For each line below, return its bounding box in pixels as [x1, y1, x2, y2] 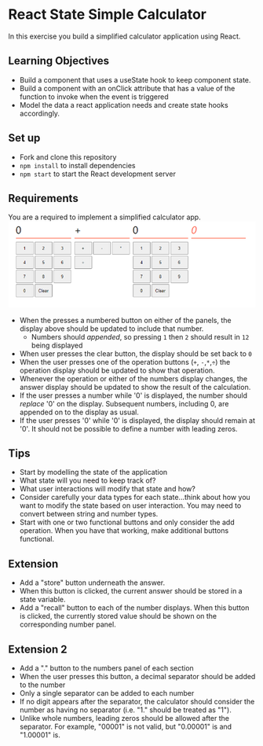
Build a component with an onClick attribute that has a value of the [19, 83, 236, 93]
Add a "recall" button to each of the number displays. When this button [19, 603, 250, 612]
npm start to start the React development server [19, 169, 177, 178]
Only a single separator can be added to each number [19, 688, 195, 697]
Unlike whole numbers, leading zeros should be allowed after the [19, 713, 230, 722]
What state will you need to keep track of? [19, 476, 156, 485]
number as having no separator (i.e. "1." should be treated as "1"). [19, 705, 232, 715]
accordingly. [19, 108, 60, 118]
